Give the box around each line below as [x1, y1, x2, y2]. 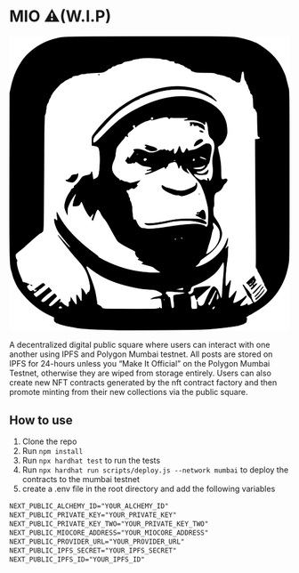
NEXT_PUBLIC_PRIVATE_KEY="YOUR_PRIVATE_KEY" [9, 511, 177, 520]
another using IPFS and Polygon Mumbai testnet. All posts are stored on [9, 349, 273, 359]
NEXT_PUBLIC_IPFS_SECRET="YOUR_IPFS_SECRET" [9, 546, 177, 555]
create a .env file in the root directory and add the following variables [21, 483, 276, 495]
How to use [9, 412, 73, 428]
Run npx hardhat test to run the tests [21, 456, 161, 466]
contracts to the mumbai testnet [21, 474, 140, 485]
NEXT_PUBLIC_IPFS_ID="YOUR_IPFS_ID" [9, 555, 145, 564]
